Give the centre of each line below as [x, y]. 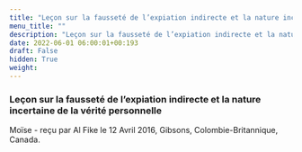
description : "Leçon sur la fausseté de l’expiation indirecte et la [142, 34]
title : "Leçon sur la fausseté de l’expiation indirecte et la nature [144, 18]
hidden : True [34, 59]
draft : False [34, 51]
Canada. [25, 139]
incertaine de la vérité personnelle [86, 111]
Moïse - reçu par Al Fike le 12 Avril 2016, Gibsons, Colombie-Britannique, [144, 130]
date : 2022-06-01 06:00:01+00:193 [74, 43]
